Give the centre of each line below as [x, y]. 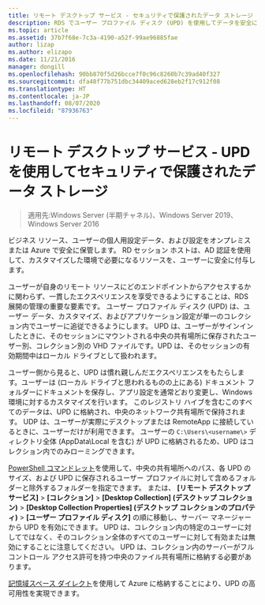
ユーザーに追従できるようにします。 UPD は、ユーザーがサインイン [144, 326]
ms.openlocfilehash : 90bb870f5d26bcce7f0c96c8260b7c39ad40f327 [114, 74]
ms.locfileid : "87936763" [50, 111]
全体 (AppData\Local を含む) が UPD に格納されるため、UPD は [145, 441]
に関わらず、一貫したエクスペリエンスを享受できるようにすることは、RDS [129, 296]
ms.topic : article [38, 30]
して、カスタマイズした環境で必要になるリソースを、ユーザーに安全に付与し [132, 260]
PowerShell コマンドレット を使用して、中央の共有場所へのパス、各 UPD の [130, 468]
